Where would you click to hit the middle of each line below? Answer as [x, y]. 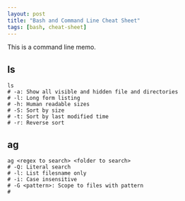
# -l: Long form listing [44, 98]
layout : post [26, 14]
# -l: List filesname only [47, 173]
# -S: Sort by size [36, 110]
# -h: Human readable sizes [49, 104]
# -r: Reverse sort [36, 123]
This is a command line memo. [52, 47]
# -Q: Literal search [39, 167]
